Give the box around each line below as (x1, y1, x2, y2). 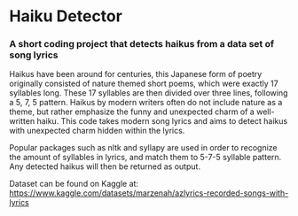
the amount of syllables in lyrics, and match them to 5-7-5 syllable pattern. (9, 152, 282, 163)
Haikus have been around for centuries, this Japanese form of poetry (9, 69, 263, 80)
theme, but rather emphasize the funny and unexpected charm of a (9, 106, 255, 117)
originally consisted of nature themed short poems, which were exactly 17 (9, 78, 278, 89)
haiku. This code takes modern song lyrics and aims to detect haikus (36, 116, 288, 127)
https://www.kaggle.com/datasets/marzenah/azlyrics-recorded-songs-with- (9, 188, 289, 198)
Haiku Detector (9, 6, 122, 27)
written (9, 116, 35, 127)
